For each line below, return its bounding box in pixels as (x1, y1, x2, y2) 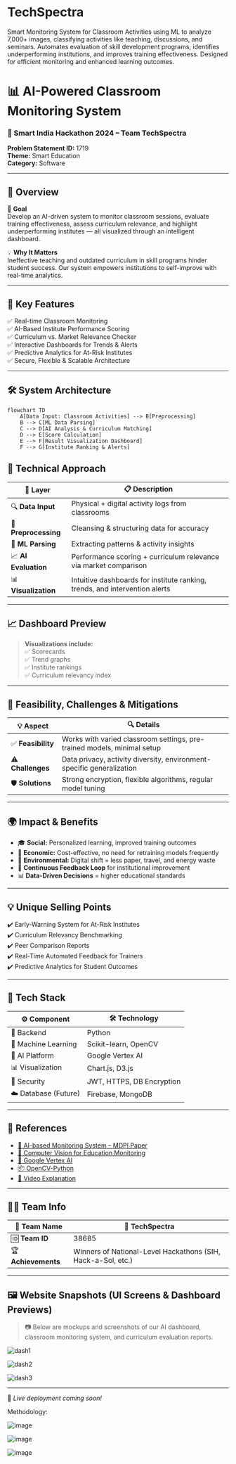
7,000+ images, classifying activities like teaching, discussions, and (7, 34, 203, 43)
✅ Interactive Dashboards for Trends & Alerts (7, 340, 138, 349)
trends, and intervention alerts (71, 584, 171, 594)
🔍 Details (127, 720, 160, 730)
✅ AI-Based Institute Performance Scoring (7, 325, 130, 333)
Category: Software (7, 159, 65, 167)
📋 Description (124, 484, 173, 494)
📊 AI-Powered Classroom (7, 84, 162, 99)
